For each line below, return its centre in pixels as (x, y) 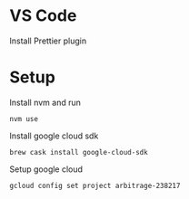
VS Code (43, 16)
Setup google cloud (46, 169)
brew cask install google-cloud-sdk (79, 152)
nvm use (24, 118)
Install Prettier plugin (48, 41)
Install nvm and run (45, 102)
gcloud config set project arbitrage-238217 (95, 185)
